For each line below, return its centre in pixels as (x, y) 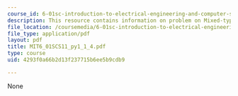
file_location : (30, 27)
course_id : (23, 14)
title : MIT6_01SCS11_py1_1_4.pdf (57, 47)
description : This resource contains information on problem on (104, 20)
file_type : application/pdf (49, 34)
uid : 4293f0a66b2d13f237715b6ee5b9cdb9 (66, 60)
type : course (27, 54)
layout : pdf (25, 40)
